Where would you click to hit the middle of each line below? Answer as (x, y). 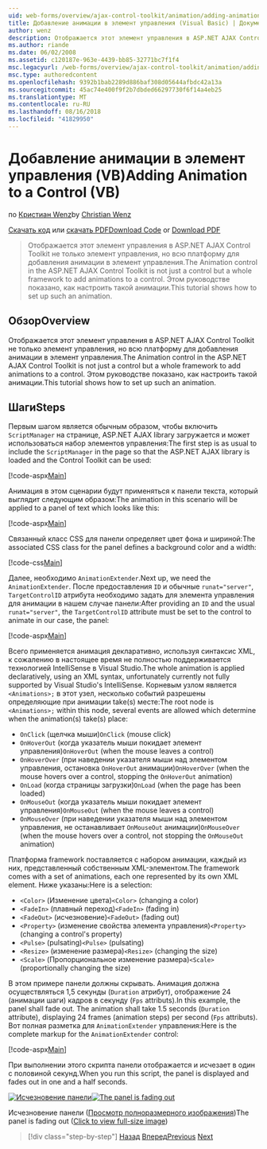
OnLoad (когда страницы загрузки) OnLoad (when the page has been (130, 785)
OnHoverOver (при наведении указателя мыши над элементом (124, 760)
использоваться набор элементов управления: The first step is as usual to (133, 443)
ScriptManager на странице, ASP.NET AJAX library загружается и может (129, 435)
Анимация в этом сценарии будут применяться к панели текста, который (133, 491)
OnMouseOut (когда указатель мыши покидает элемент (111, 802)
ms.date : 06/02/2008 (43, 53)
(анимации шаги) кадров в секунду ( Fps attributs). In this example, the (124, 1000)
